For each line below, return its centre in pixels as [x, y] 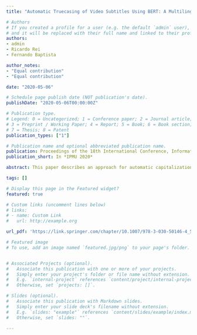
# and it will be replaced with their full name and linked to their [93, 33]
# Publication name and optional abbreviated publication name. [86, 146]
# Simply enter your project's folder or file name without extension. [98, 274]
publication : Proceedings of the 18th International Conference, [87, 151]
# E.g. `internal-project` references [56, 280]
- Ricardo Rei [23, 50]
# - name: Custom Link [34, 216]
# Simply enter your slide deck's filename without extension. [87, 307]
